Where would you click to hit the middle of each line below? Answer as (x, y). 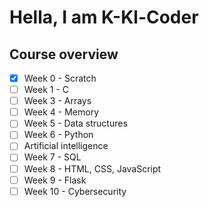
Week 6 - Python (58, 135)
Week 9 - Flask (55, 180)
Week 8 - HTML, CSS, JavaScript (92, 168)
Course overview (64, 54)
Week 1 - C (46, 90)
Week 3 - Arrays (57, 101)
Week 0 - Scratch (60, 78)
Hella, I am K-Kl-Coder (104, 17)
